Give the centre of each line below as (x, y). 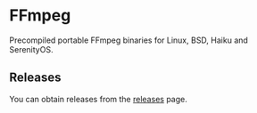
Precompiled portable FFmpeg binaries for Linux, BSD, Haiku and (128, 40)
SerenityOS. (31, 49)
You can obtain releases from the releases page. (98, 99)
